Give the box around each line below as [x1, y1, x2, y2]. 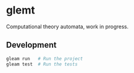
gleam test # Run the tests [6, 61, 78, 67]
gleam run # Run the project [6, 55, 83, 62]
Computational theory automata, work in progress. [6, 23, 129, 30]
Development [6, 40, 57, 50]
